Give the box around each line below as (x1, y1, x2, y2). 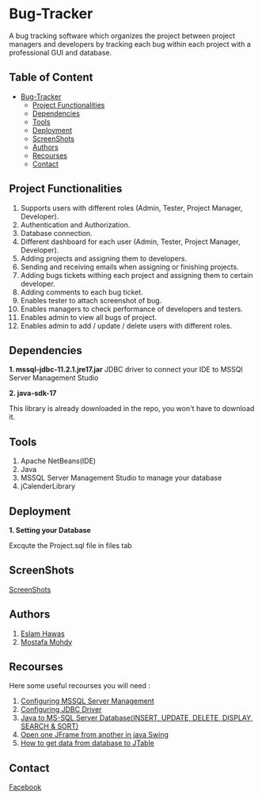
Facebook (9, 782, 42, 792)
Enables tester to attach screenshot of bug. (20, 295, 162, 305)
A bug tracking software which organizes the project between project (9, 31, 236, 40)
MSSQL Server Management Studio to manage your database (20, 473, 222, 483)
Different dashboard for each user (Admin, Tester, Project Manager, (20, 237, 241, 246)
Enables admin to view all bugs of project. (20, 312, 158, 322)
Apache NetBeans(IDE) (20, 456, 97, 466)
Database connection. (20, 228, 93, 238)
